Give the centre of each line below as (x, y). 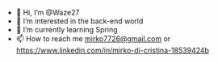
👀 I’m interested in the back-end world (80, 21)
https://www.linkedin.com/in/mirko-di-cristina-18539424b (113, 50)
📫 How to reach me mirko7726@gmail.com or (93, 39)
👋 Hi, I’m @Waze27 (48, 13)
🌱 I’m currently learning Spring (67, 29)
